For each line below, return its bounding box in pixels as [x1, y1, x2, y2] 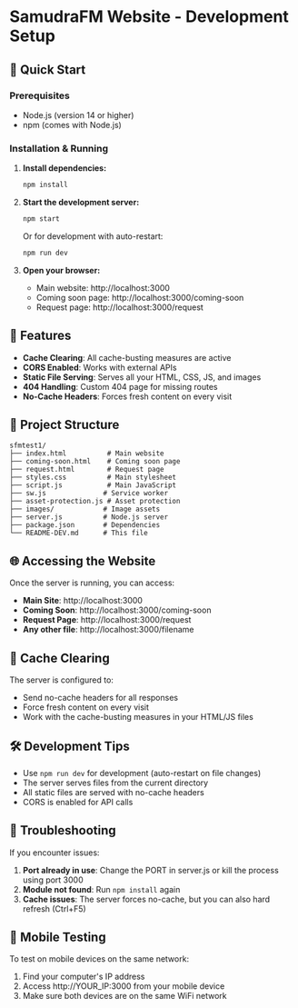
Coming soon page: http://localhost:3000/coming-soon [35, 292, 244, 303]
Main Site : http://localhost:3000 [22, 595, 144, 606]
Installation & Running [9, 142, 109, 155]
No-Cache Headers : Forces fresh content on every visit [22, 391, 233, 402]
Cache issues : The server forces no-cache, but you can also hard [22, 893, 271, 904]
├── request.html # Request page [9, 465, 165, 474]
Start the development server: [22, 197, 140, 208]
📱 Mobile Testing [9, 930, 106, 945]
